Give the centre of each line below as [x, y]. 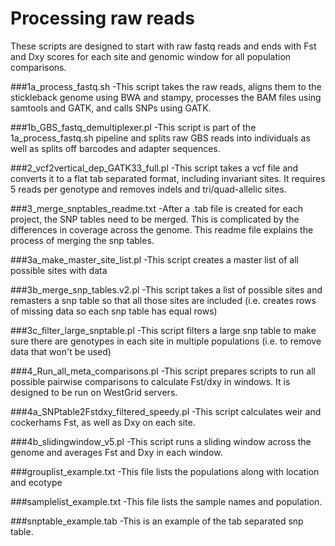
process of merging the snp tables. [82, 240]
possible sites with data [59, 270]
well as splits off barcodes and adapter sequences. [115, 148]
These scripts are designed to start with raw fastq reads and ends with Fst [163, 46]
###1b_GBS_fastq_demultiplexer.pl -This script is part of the [133, 127]
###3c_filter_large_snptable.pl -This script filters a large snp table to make [163, 330]
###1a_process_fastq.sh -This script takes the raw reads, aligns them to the [166, 86]
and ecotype [36, 482]
